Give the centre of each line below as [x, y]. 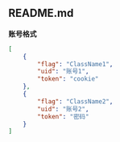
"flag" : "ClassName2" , [75, 101]
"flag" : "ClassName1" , [75, 64]
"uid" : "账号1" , [63, 72]
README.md [41, 13]
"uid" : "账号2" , [63, 109]
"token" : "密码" [63, 116]
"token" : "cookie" [68, 79]
